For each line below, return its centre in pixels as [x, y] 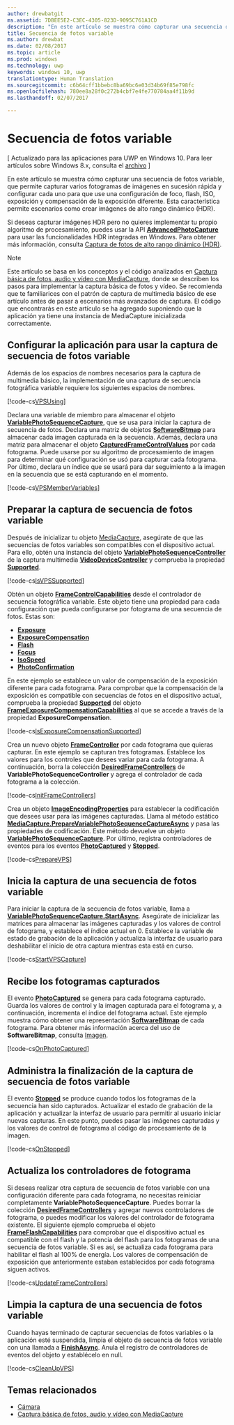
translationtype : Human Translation [60, 79]
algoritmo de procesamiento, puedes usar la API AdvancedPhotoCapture [113, 229]
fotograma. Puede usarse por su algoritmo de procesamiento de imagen [111, 452]
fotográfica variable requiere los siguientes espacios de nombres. [101, 387]
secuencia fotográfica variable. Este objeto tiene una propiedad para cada [114, 602]
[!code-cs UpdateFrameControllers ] [58, 1283]
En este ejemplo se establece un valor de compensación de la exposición [112, 680]
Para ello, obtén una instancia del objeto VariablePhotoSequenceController [117, 552]
